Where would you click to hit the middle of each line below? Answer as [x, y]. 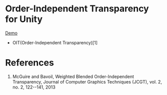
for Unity [24, 19]
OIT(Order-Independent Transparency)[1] [55, 42]
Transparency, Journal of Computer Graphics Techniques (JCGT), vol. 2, [87, 82]
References [29, 63]
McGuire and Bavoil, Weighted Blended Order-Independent [73, 76]
